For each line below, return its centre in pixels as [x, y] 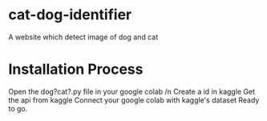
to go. [18, 108]
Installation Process [76, 69]
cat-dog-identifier [70, 15]
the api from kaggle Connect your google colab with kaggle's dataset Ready [134, 100]
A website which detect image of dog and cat [83, 37]
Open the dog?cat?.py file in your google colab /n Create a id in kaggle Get [131, 91]
